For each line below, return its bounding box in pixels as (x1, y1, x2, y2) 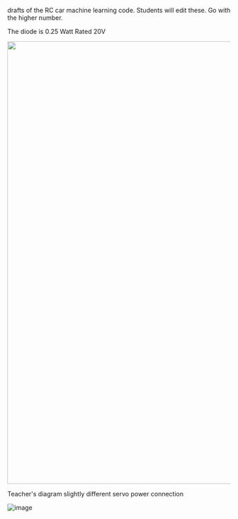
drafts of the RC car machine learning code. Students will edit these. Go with (7, 6, 231, 14)
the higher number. (7, 13, 63, 22)
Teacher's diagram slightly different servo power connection (7, 490, 184, 498)
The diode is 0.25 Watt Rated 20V (7, 28, 106, 35)
